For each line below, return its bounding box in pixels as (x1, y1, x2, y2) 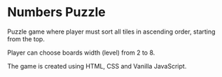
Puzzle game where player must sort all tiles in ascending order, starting (7, 27, 216, 36)
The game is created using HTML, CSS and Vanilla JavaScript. (7, 62, 187, 70)
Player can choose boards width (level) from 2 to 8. (7, 48, 155, 57)
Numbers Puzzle (7, 4, 106, 20)
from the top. (7, 34, 46, 43)
